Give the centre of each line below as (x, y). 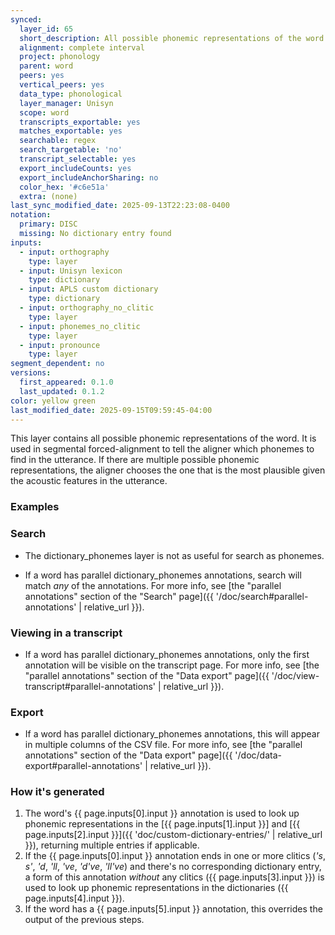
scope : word (44, 112)
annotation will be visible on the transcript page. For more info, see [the (172, 665)
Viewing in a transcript (66, 633)
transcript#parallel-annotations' (90, 686)
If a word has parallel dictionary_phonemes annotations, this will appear (172, 734)
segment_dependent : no (57, 364)
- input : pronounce (60, 345)
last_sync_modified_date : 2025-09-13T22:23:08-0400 (120, 206)
